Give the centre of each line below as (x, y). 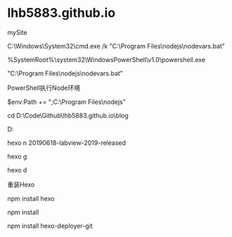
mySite (17, 32)
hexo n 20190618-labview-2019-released (67, 143)
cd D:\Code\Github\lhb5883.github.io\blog (68, 115)
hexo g (17, 156)
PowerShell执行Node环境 (44, 88)
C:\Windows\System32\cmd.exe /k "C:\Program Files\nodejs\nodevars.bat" (116, 46)
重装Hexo (21, 184)
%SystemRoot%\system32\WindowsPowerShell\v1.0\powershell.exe (107, 59)
